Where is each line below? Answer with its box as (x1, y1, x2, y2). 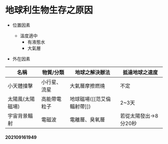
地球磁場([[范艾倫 (69, 95, 111, 102)
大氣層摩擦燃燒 (69, 82, 105, 89)
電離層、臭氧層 (69, 116, 105, 123)
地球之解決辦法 (74, 68, 110, 75)
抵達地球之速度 (122, 68, 158, 75)
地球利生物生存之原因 (5, 4, 93, 16)
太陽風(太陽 (7, 95, 35, 102)
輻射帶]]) (69, 103, 91, 110)
